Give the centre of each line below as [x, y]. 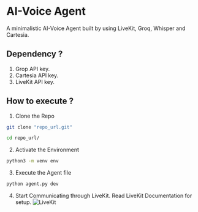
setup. [23, 202]
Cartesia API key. [37, 75]
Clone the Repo [35, 116]
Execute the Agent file [43, 173]
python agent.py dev [33, 184]
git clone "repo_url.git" [39, 127]
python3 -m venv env [33, 161]
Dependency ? [35, 54]
